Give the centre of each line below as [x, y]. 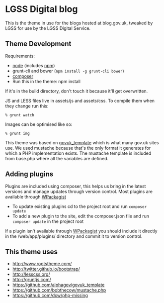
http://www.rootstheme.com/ [42, 264]
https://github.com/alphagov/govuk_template [58, 285]
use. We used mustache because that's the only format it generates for [78, 148]
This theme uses [32, 252]
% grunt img [17, 133]
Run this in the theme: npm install [46, 81]
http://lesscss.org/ [31, 274]
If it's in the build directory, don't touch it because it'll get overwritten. [77, 91]
